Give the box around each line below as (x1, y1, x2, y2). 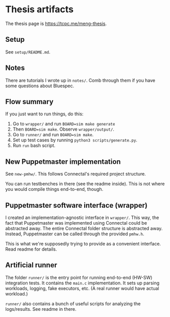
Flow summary (5, 97, 54, 106)
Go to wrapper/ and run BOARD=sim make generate (12, 121, 115, 127)
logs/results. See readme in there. (5, 306, 77, 312)
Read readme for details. (5, 246, 57, 252)
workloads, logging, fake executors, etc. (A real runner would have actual (5, 285, 159, 291)
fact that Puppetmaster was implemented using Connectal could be (5, 220, 147, 226)
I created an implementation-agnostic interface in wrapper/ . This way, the (5, 214, 159, 221)
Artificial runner (5, 261, 57, 270)
